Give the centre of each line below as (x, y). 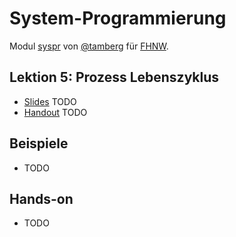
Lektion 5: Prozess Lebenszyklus (114, 77)
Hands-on (41, 198)
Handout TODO (55, 112)
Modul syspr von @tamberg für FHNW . (89, 46)
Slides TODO (50, 101)
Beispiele (39, 143)
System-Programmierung (118, 18)
